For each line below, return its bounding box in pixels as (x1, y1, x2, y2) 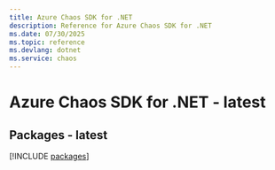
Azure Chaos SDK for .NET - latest (9, 92, 266, 112)
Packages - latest (9, 127, 108, 143)
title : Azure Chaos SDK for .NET (9, 12, 133, 22)
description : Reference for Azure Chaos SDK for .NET (9, 21, 213, 30)
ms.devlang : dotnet (9, 46, 82, 55)
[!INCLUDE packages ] (9, 151, 90, 161)
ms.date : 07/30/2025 (9, 29, 86, 38)
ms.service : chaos (9, 54, 77, 63)
